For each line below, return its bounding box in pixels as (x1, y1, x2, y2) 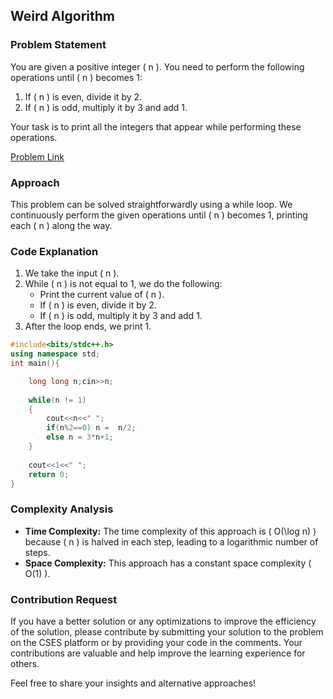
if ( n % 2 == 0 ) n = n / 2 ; (46, 423, 137, 433)
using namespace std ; (10, 349, 101, 359)
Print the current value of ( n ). (39, 289, 165, 301)
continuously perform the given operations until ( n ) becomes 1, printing (10, 209, 308, 221)
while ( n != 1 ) (28, 395, 87, 405)
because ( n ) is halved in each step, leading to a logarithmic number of (24, 535, 319, 548)
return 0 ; (28, 469, 70, 479)
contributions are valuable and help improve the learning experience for (10, 647, 306, 659)
